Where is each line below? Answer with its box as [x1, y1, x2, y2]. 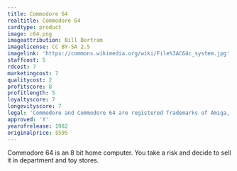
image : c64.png [7, 30, 53, 38]
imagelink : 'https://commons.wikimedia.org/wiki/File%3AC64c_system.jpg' [7, 50, 231, 57]
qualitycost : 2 [7, 76, 53, 84]
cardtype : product [7, 23, 62, 31]
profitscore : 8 [7, 83, 53, 90]
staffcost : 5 [7, 57, 46, 64]
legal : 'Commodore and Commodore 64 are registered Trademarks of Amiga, [7, 109, 231, 116]
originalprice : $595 [7, 129, 69, 136]
